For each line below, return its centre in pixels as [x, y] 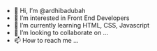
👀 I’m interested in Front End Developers [72, 18]
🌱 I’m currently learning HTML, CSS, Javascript [82, 25]
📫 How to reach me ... [46, 40]
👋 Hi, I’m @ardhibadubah [50, 11]
